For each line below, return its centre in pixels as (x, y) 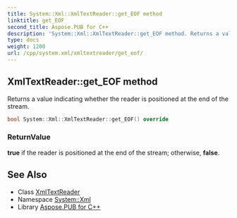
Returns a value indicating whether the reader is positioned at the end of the (118, 99)
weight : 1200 (26, 47)
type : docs (23, 40)
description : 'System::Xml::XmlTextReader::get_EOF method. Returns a (113, 34)
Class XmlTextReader (49, 192)
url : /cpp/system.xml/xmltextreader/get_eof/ (75, 54)
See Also (27, 175)
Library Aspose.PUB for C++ (59, 207)
